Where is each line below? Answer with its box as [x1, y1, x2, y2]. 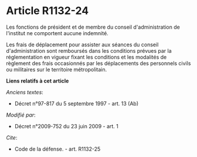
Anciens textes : [6, 88, 44, 95]
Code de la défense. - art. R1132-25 [14, 145, 101, 152]
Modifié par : [6, 111, 36, 118]
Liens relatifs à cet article [6, 77, 69, 84]
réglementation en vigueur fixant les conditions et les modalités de [6, 53, 167, 60]
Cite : [6, 134, 18, 141]
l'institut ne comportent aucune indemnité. [6, 29, 108, 36]
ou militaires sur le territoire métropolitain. [6, 66, 107, 73]
